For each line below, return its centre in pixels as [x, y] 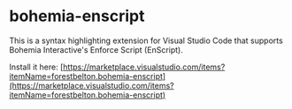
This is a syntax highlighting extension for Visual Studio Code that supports [146, 40]
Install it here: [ [36, 67]
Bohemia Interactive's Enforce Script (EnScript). [96, 49]
